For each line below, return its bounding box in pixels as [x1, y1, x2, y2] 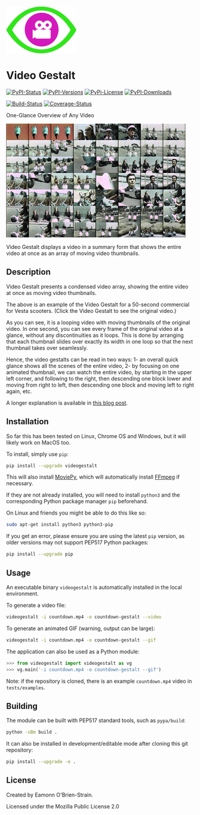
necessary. [6, 480, 34, 487]
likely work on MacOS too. [6, 439, 71, 446]
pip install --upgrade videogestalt [6, 463, 97, 469]
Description [6, 267, 51, 277]
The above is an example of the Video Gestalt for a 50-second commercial [6, 300, 190, 308]
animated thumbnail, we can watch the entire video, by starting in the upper [6, 369, 192, 376]
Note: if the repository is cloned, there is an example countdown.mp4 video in [6, 677, 192, 685]
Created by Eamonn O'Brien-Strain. [6, 791, 94, 798]
